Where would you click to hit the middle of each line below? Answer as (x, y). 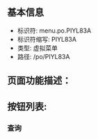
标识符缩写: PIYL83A (47, 39)
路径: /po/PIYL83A (43, 56)
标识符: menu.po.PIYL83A (54, 31)
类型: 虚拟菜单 (37, 48)
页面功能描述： (39, 81)
